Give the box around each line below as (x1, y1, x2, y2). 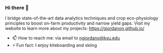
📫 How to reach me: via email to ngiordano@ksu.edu (12, 35, 120, 41)
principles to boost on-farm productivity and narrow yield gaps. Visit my (5, 20, 150, 26)
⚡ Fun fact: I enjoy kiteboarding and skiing (12, 42, 97, 48)
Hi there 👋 (5, 4, 29, 11)
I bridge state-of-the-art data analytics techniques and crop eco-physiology (5, 15, 159, 21)
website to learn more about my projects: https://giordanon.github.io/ (5, 26, 144, 31)
